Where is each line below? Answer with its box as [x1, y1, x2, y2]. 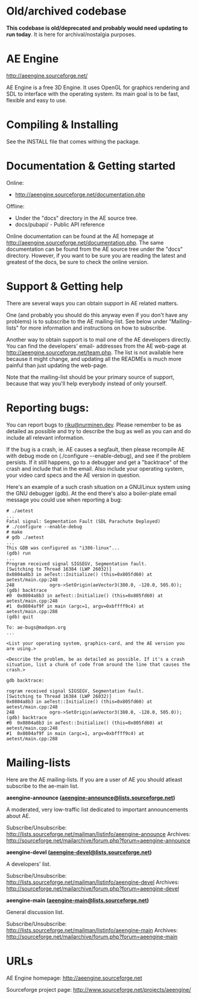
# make [6, 529, 23, 535]
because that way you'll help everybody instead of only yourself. [6, 380, 167, 387]
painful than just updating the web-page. [6, 362, 108, 369]
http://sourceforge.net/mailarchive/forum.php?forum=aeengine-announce [6, 837, 191, 844]
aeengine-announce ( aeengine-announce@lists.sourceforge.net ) [6, 794, 176, 801]
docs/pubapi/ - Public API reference [14, 221, 105, 228]
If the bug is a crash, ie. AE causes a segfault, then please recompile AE [6, 445, 185, 453]
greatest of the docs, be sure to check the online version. [6, 258, 149, 265]
